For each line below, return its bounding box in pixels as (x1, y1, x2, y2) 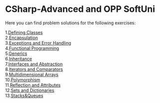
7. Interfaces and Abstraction (5, 61, 63, 67)
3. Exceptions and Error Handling (5, 40, 71, 46)
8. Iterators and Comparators (5, 66, 63, 72)
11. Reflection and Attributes (5, 82, 61, 88)
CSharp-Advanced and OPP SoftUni (5, 3, 155, 15)
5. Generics (5, 51, 27, 56)
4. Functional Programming (5, 45, 59, 51)
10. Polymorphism (5, 77, 41, 83)
